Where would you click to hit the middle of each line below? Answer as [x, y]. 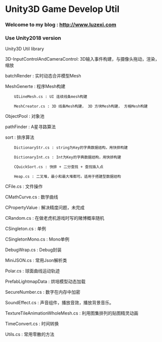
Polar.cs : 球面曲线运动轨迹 [33, 271]
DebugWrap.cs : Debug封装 [33, 250]
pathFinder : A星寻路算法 [30, 127]
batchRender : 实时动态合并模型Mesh [43, 76]
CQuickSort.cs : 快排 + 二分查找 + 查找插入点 [59, 167]
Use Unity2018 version [33, 38]
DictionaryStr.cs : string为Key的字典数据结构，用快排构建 [71, 148]
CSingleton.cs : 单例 [26, 229]
